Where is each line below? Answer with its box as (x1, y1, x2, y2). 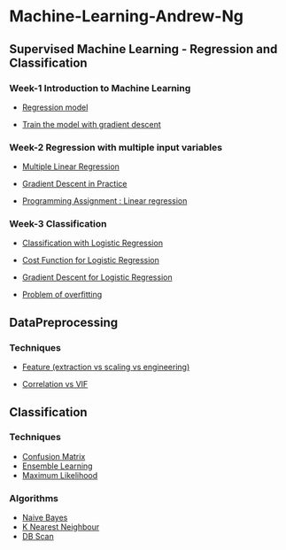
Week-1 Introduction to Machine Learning (9, 81, 191, 94)
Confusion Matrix (21, 451, 86, 461)
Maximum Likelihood (21, 469, 98, 480)
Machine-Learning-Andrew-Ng (9, 6, 243, 27)
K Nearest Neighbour (21, 522, 100, 532)
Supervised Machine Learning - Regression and (9, 42, 278, 57)
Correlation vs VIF (21, 379, 89, 390)
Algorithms (9, 492, 59, 504)
